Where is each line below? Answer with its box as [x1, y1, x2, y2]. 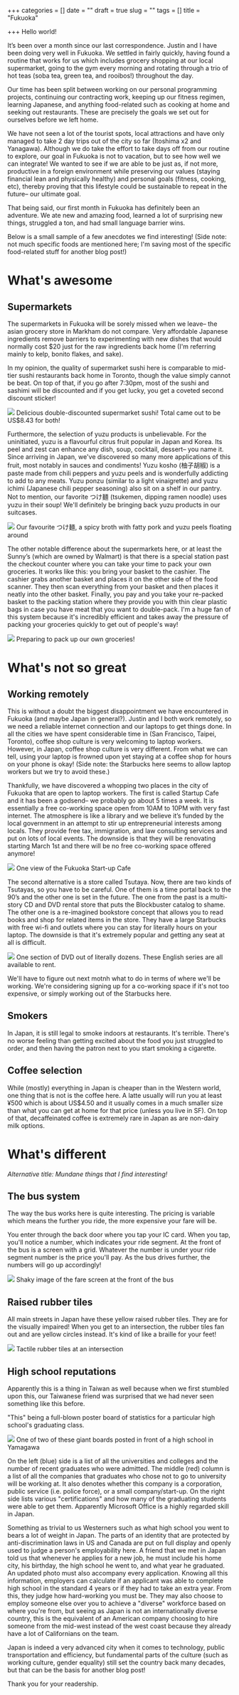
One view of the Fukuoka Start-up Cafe [16, 864, 132, 872]
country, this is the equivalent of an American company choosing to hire [7, 1615, 218, 1622]
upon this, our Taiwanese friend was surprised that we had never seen [7, 1392, 214, 1400]
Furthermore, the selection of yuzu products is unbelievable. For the [7, 430, 207, 438]
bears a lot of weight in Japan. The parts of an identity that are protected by [7, 1531, 230, 1539]
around [7, 531, 28, 539]
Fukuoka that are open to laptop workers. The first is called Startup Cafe [7, 789, 219, 797]
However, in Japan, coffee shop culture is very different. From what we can [7, 745, 228, 753]
